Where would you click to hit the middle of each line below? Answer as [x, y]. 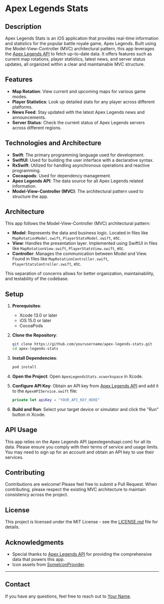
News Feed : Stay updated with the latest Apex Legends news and [78, 112]
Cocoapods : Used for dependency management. [61, 175]
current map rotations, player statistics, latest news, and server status [75, 59]
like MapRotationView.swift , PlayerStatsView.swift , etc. [68, 248]
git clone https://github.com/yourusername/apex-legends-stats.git [82, 344]
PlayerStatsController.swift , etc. [47, 264]
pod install [24, 367]
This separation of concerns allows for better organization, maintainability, [80, 274]
